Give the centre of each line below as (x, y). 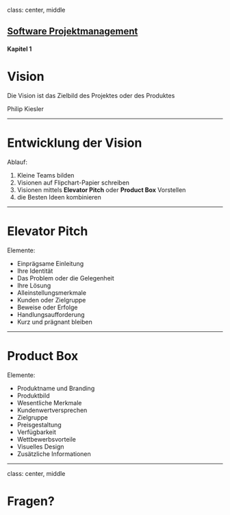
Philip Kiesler (26, 108)
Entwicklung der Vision (75, 143)
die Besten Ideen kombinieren (59, 197)
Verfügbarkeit (37, 432)
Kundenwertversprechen (52, 410)
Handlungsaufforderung (51, 314)
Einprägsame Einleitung (50, 263)
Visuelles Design (40, 446)
